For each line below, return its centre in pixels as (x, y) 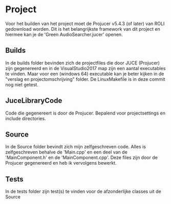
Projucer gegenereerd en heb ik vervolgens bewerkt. (61, 163)
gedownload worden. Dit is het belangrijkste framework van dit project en (83, 29)
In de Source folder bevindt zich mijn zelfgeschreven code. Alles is (76, 147)
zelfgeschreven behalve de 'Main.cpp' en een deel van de (67, 152)
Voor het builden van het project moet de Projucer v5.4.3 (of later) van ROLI (85, 24)
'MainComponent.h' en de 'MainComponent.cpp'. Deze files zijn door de (81, 157)
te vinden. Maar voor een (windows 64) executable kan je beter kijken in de (85, 74)
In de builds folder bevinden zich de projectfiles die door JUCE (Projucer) (83, 63)
